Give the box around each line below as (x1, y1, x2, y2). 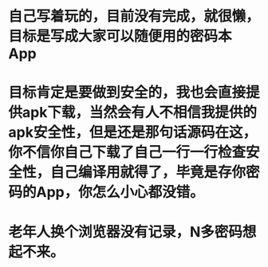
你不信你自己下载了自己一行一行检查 (8, 143, 246, 162)
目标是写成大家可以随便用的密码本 (8, 27, 233, 45)
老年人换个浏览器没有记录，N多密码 (8, 222, 243, 241)
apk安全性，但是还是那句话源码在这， (8, 124, 258, 142)
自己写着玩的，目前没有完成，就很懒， (8, 7, 261, 26)
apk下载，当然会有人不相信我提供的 (22, 104, 258, 122)
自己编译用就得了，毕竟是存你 (50, 163, 246, 182)
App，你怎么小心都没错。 (36, 183, 205, 202)
